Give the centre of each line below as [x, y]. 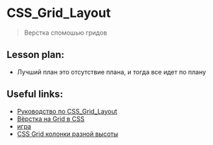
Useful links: [35, 94]
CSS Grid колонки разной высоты [67, 134]
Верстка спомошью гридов [65, 33]
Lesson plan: [36, 55]
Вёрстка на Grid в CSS [51, 119]
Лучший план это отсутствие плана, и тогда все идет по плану [111, 71]
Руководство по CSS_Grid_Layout [67, 111]
